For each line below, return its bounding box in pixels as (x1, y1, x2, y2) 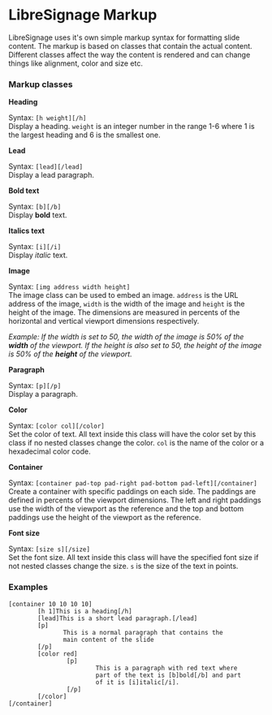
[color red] (37, 649, 79, 658)
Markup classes (8, 79, 73, 90)
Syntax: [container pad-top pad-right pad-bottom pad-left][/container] (8, 478, 257, 488)
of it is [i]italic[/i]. (95, 678, 180, 687)
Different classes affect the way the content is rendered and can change (8, 50, 251, 59)
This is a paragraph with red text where (95, 664, 238, 672)
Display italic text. (8, 250, 68, 261)
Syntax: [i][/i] (8, 242, 62, 252)
